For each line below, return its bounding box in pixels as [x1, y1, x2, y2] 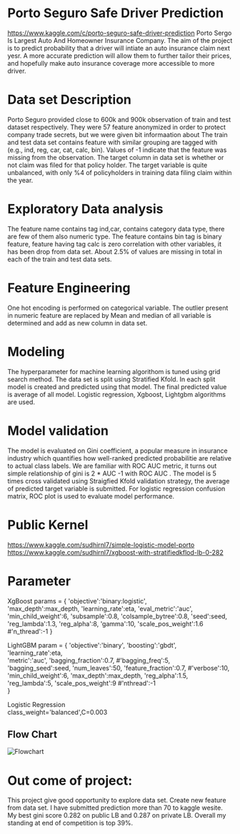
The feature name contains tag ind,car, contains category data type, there [7, 224, 225, 233]
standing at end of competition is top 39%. [7, 819, 134, 828]
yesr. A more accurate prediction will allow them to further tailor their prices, [7, 51, 232, 60]
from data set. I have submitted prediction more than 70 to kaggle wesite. [7, 803, 223, 812]
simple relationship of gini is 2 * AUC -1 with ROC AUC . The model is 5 [7, 469, 216, 478]
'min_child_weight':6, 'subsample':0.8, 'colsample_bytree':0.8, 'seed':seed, [7, 612, 227, 621]
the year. [7, 176, 34, 184]
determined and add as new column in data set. [7, 318, 148, 327]
